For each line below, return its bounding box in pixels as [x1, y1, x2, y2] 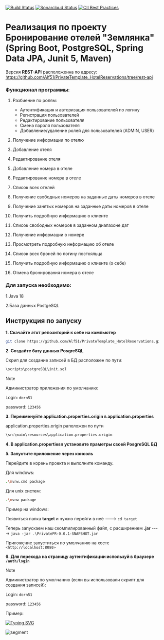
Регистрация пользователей [19, 112, 79, 118]
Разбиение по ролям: [12, 98, 57, 104]
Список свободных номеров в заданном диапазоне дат [12, 222, 129, 228]
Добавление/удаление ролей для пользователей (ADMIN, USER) [19, 128, 154, 134]
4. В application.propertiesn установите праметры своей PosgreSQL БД [5, 441, 158, 447]
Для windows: [5, 469, 35, 475]
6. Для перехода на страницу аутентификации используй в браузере [5, 554, 155, 559]
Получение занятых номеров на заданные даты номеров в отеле [12, 203, 149, 210]
